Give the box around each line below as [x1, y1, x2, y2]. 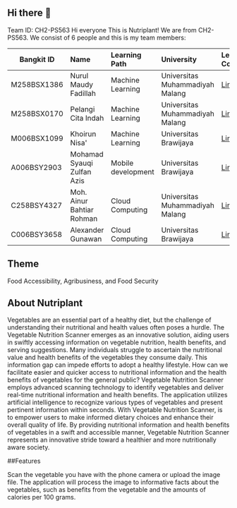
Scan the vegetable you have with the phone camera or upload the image [7, 471, 221, 479]
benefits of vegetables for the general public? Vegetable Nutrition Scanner [7, 375, 224, 385]
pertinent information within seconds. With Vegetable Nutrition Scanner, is [7, 406, 223, 414]
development [110, 167, 154, 176]
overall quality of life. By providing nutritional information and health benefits [7, 421, 230, 429]
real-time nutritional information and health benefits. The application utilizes [7, 391, 228, 399]
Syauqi [70, 158, 93, 168]
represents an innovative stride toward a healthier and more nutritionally [7, 435, 217, 445]
